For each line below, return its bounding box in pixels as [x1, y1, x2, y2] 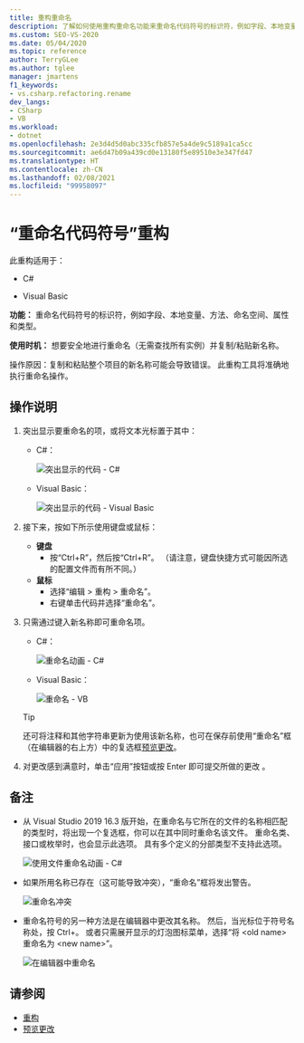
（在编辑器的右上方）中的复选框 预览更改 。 [22, 742, 182, 752]
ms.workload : [9, 123, 59, 132]
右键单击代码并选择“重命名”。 [49, 597, 160, 608]
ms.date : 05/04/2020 [9, 38, 88, 48]
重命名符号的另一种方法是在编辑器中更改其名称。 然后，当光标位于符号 [22, 915, 287, 926]
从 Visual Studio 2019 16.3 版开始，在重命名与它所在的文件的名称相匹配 [22, 816, 288, 827]
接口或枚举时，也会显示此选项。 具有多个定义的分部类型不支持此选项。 [22, 838, 287, 849]
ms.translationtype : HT [9, 156, 100, 166]
